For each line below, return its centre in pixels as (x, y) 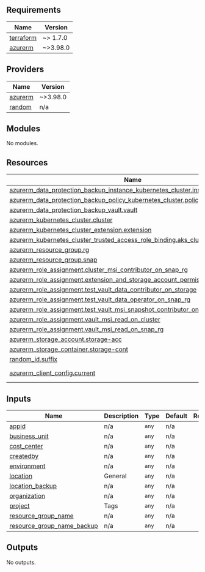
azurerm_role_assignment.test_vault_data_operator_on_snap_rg (100, 299)
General (115, 476)
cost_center (27, 446)
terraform (23, 37)
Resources (27, 163)
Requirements (34, 10)
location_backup (33, 486)
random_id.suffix (34, 359)
